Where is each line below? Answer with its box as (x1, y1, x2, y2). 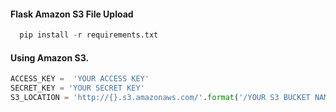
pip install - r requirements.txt (19, 30, 159, 40)
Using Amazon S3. (10, 51, 90, 64)
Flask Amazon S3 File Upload (10, 8, 134, 20)
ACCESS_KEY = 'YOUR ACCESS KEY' (10, 74, 150, 84)
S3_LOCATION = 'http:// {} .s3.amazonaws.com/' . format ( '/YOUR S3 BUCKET (10, 93, 311, 103)
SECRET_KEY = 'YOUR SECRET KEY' (10, 83, 145, 94)
